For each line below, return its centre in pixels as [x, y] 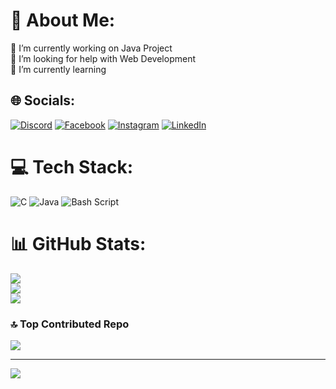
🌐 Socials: [43, 100]
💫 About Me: [63, 20]
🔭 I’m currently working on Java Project [91, 48]
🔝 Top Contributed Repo [70, 324]
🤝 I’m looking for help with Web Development [103, 58]
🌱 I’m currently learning [58, 69]
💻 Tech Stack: [72, 166]
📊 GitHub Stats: [78, 243]
